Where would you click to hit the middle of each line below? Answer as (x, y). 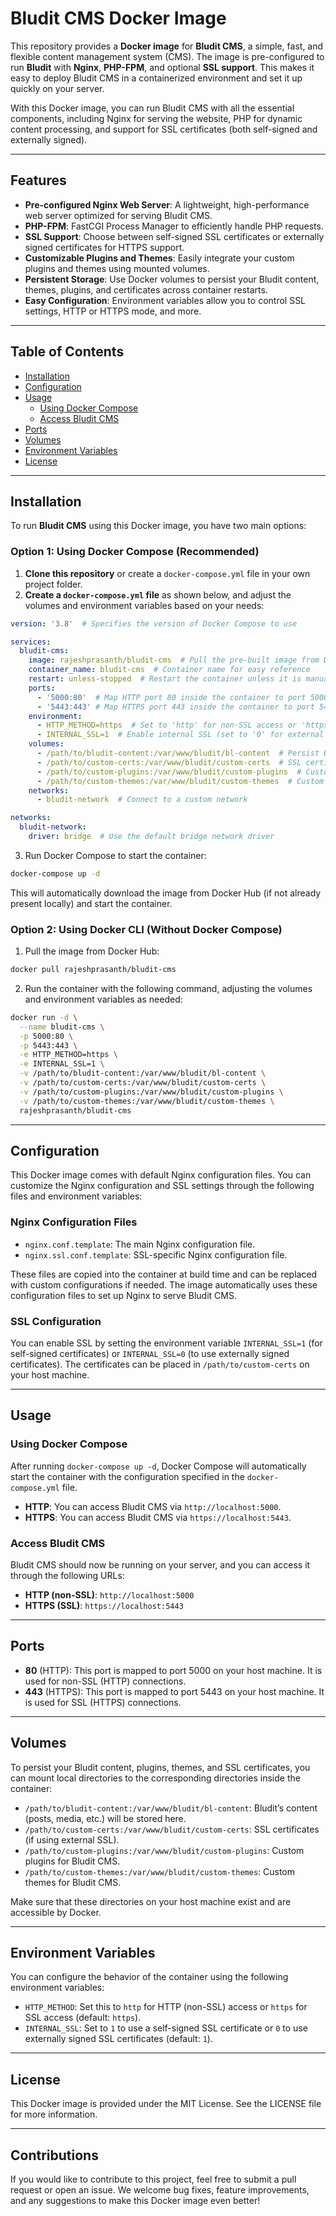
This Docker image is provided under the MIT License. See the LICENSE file (166, 2104)
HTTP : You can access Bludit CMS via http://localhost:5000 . (153, 1506)
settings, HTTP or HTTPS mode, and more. (113, 311)
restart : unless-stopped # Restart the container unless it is (165, 679)
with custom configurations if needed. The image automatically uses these (164, 1284)
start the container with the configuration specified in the (127, 1476)
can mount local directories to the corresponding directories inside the (155, 1778)
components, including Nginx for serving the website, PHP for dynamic (156, 118)
